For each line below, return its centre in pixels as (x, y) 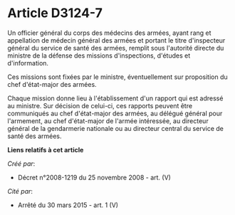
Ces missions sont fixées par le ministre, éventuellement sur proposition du (117, 77)
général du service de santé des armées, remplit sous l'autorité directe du (116, 48)
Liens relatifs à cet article (46, 150)
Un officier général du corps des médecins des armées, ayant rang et (109, 33)
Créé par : (21, 163)
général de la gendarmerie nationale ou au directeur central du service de (116, 128)
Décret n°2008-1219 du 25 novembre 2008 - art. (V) (94, 177)
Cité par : (20, 191)
